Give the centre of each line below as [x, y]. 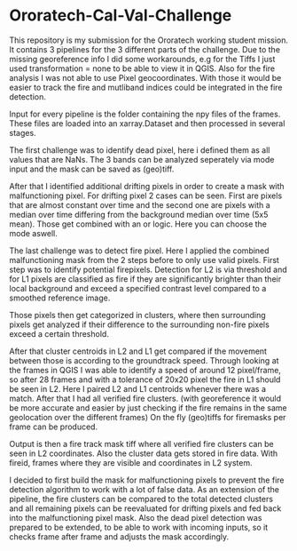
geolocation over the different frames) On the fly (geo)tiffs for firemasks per [148, 417]
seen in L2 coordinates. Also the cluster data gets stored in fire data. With [144, 453]
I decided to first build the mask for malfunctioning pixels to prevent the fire [147, 480]
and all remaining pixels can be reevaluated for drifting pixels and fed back [145, 508]
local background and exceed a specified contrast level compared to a [138, 288]
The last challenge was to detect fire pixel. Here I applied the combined [139, 251]
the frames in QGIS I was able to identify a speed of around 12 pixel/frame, [145, 370]
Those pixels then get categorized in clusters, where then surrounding [137, 315]
